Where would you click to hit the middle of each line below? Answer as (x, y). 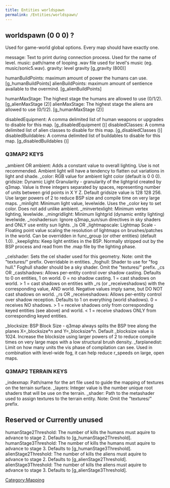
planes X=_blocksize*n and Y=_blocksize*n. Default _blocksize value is (79, 331)
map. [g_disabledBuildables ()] (37, 141)
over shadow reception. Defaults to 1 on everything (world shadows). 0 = (81, 299)
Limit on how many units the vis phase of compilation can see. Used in (79, 347)
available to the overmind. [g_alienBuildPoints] (54, 89)
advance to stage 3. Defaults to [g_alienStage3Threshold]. (66, 470)
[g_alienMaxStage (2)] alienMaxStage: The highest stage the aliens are (79, 104)
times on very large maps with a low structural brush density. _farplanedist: (84, 342)
